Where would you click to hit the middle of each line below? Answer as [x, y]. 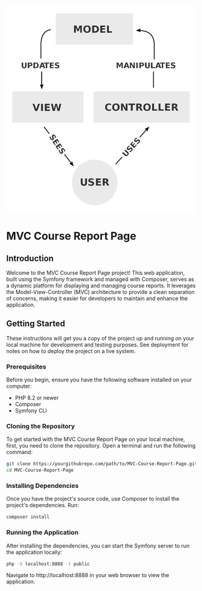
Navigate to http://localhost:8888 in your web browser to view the [88, 575]
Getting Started [36, 324]
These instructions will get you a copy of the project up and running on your [100, 338]
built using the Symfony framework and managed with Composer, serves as [100, 279]
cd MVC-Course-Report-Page [40, 471]
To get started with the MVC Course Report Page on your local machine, [96, 439]
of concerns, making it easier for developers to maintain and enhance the [97, 298]
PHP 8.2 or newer [37, 398]
